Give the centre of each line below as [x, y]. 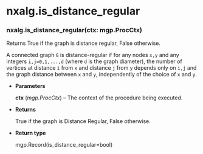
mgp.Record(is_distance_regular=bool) [64, 145]
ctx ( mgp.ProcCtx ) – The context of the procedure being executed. [99, 98]
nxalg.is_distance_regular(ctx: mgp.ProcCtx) [74, 30]
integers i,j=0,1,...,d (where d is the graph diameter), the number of [94, 61]
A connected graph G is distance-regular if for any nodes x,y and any [93, 55]
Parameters [30, 86]
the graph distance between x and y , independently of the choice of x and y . [102, 75]
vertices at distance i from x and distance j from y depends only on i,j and [101, 68]
